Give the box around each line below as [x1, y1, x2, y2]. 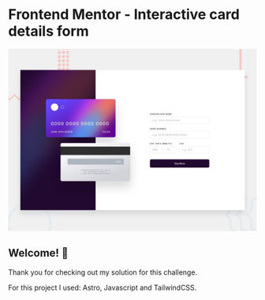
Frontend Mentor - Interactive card [8, 6, 241, 24]
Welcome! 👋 [8, 246, 69, 260]
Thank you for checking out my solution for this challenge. [8, 267, 198, 277]
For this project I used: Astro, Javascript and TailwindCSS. [8, 283, 197, 292]
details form [8, 22, 89, 40]
